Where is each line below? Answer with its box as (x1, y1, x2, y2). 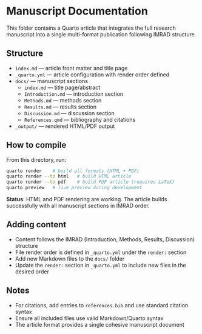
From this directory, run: (6, 156, 67, 163)
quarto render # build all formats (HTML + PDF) (6, 168, 140, 174)
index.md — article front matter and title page (15, 64, 128, 72)
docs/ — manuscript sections (15, 77, 88, 84)
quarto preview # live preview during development (6, 185, 143, 191)
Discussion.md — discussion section (24, 109, 115, 116)
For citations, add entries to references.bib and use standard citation (15, 301, 189, 309)
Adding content (6, 219, 67, 230)
